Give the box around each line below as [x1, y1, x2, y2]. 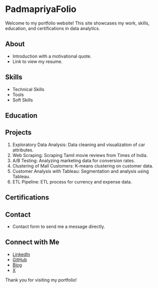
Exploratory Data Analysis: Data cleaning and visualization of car [12, 141, 146, 147]
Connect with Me [5, 238, 60, 246]
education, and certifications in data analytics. [5, 25, 100, 31]
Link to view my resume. [12, 58, 63, 64]
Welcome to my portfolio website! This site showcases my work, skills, [5, 20, 150, 26]
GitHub [12, 256, 27, 262]
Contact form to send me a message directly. [12, 223, 106, 229]
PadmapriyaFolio [5, 3, 77, 15]
